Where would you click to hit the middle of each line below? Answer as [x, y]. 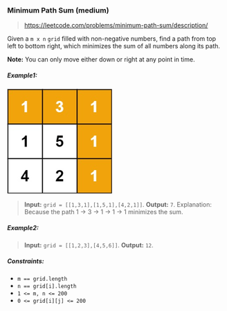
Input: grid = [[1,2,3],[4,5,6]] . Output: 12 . [89, 245]
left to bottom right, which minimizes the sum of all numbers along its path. [113, 46]
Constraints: [26, 261]
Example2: [23, 227]
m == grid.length [42, 279]
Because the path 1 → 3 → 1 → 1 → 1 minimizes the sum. [103, 212]
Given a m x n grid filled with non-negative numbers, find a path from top [112, 39]
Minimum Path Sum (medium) [58, 10]
